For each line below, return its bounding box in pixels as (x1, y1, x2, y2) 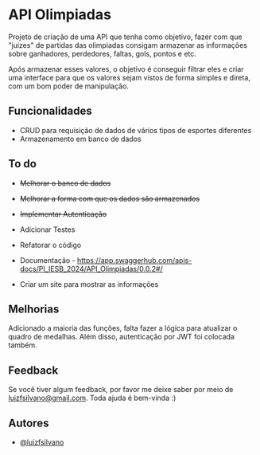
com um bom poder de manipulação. (8, 81, 130, 91)
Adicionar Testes (19, 225, 76, 234)
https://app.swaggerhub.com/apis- (76, 255, 192, 265)
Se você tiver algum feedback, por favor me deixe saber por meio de (8, 385, 234, 394)
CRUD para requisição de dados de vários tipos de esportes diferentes (19, 125, 252, 135)
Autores (8, 416, 49, 430)
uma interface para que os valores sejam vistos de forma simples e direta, (8, 73, 250, 82)
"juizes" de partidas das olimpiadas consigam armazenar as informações (8, 40, 248, 49)
